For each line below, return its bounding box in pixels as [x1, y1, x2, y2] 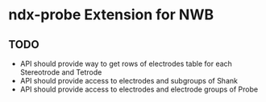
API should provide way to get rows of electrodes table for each [19, 59, 232, 68]
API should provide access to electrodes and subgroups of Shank [19, 76, 238, 85]
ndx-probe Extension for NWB [8, 6, 214, 24]
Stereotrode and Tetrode [19, 67, 102, 77]
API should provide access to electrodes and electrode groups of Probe [19, 84, 259, 94]
